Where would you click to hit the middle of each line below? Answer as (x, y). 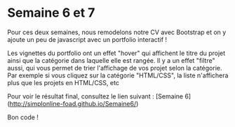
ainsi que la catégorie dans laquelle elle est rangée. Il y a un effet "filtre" (111, 60)
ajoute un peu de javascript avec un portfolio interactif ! (87, 39)
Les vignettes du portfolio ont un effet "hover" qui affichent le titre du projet (116, 53)
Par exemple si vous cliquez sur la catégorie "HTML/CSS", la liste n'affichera (118, 75)
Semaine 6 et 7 (51, 13)
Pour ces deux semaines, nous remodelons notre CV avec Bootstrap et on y (117, 32)
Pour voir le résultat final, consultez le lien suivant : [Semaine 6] (99, 96)
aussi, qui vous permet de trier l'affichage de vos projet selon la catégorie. (115, 68)
